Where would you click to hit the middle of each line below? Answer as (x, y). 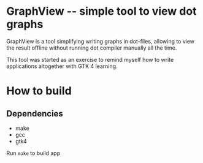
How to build (39, 91)
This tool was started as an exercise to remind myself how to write (90, 59)
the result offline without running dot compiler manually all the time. (92, 48)
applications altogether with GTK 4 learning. (62, 66)
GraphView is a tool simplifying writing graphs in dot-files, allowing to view (101, 41)
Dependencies (35, 114)
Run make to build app (33, 153)
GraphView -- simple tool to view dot (101, 11)
